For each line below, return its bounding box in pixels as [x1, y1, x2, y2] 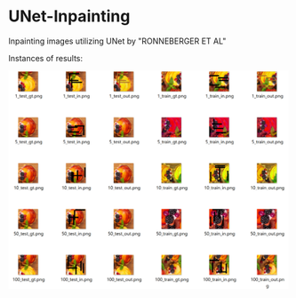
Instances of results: [8, 52, 84, 63]
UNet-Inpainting [8, 6, 131, 27]
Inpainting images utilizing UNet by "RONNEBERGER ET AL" [8, 36, 227, 46]
